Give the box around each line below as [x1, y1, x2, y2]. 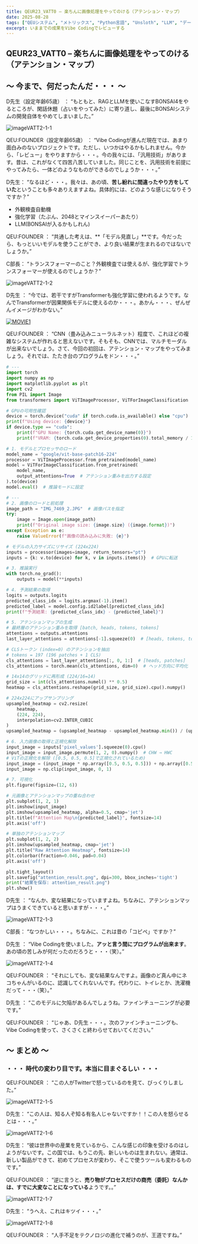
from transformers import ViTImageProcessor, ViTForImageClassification [6, 397, 189, 403]
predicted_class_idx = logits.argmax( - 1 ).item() [6, 598, 128, 604]
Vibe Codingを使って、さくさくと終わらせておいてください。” [6, 1027, 154, 1034]
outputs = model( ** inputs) [16, 576, 83, 582]
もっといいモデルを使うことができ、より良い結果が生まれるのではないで [16, 240, 192, 248]
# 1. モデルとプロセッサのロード [6, 446, 77, 451]
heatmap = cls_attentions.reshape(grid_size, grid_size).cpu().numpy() [6, 685, 186, 691]
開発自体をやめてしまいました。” [16, 113, 94, 120]
